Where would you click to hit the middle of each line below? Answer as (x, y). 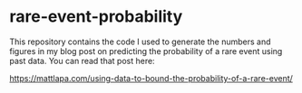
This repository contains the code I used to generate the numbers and (140, 42)
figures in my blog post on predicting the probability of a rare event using (146, 51)
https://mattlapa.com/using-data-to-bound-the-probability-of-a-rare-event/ (151, 78)
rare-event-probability (96, 17)
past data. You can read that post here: (83, 60)
